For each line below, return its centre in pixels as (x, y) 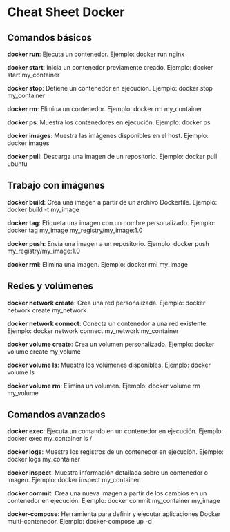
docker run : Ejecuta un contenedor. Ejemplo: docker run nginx (96, 54)
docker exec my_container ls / (50, 439)
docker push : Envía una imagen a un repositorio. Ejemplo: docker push (108, 243)
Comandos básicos (49, 38)
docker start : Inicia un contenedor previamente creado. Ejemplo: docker (110, 67)
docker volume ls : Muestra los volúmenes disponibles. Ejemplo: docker (109, 365)
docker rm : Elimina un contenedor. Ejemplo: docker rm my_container (105, 109)
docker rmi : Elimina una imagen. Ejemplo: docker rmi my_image (98, 264)
